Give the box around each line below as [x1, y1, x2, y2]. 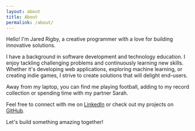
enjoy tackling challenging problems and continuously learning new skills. [6, 59, 184, 66]
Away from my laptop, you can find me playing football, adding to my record [6, 83, 189, 90]
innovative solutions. [6, 42, 56, 49]
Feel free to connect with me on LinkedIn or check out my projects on [6, 101, 174, 108]
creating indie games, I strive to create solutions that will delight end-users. [6, 72, 188, 79]
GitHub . [6, 107, 25, 115]
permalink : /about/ [6, 19, 54, 25]
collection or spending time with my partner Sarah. [6, 89, 129, 97]
